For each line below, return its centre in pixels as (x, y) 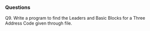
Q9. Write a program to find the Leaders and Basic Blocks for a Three (75, 18)
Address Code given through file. (39, 23)
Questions (18, 7)
